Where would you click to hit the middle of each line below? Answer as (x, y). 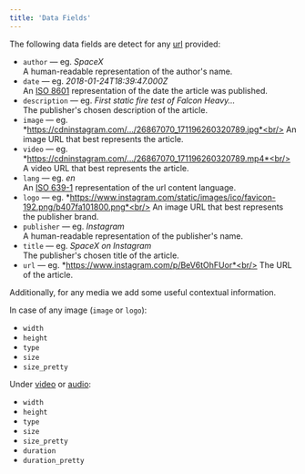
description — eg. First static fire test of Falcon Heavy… (128, 100)
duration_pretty (53, 460)
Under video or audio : (51, 384)
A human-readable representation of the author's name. (127, 71)
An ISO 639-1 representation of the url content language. (129, 187)
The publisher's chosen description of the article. (115, 109)
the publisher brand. (61, 216)
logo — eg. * (46, 197)
